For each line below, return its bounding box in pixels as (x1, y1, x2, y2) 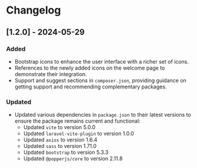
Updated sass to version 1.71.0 (23, 143, 97, 150)
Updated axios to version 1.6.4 (23, 136, 98, 143)
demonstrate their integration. (14, 70, 87, 77)
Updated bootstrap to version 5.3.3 (23, 149, 109, 156)
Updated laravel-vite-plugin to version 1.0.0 (23, 130, 134, 137)
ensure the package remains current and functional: (14, 117, 141, 124)
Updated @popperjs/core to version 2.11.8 (23, 155, 123, 162)
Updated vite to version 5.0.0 (23, 124, 96, 131)
